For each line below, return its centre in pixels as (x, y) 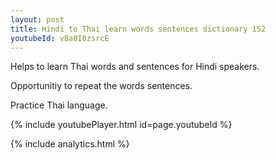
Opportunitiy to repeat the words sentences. (101, 86)
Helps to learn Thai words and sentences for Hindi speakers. (135, 67)
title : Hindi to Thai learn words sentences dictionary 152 (138, 29)
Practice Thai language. (59, 105)
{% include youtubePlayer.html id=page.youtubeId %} (121, 125)
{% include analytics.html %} (70, 144)
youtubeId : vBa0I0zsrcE (60, 38)
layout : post (37, 19)
